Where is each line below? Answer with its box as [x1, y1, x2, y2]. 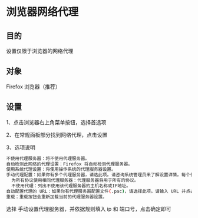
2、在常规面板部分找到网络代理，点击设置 [6, 131, 108, 138]
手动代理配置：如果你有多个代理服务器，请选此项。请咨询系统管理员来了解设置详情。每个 [6, 172, 190, 178]
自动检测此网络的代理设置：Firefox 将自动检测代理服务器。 [6, 161, 133, 167]
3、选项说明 [6, 144, 35, 151]
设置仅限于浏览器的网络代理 [6, 48, 74, 54]
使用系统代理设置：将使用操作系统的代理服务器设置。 [6, 166, 116, 173]
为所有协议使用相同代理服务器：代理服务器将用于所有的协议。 [11, 177, 139, 183]
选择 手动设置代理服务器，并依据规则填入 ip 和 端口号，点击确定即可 [6, 205, 171, 212]
